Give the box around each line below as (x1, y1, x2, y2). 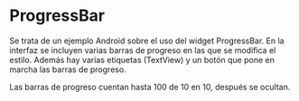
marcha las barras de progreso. (9, 64, 126, 75)
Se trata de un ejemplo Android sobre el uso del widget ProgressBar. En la (9, 35, 285, 46)
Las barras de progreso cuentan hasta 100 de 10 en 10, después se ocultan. (9, 81, 291, 92)
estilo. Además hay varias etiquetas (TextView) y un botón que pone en (9, 54, 276, 65)
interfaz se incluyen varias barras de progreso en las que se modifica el (9, 44, 276, 55)
